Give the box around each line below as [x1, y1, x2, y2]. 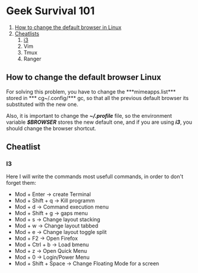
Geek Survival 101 [6, 4, 95, 18]
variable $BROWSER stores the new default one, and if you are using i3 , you [6, 118, 193, 126]
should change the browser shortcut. [6, 124, 96, 131]
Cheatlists [14, 30, 40, 37]
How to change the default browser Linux [6, 72, 161, 82]
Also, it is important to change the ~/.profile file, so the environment [6, 112, 173, 119]
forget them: [6, 179, 37, 187]
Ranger [23, 55, 41, 62]
